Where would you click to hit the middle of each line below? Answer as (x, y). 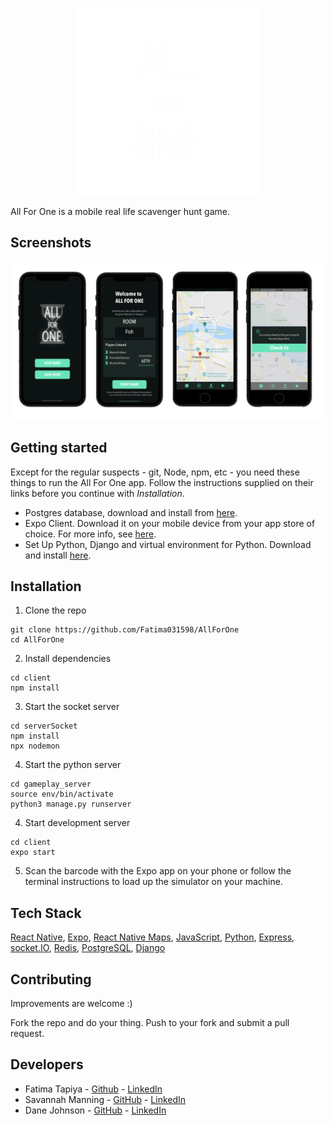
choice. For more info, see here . (90, 534)
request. (27, 1034)
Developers (47, 1064)
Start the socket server (72, 707)
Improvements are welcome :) (71, 1004)
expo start (33, 853)
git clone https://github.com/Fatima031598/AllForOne (125, 630)
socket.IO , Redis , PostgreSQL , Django (88, 948)
